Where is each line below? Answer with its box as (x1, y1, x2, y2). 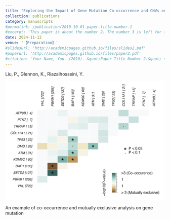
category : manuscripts (5, 19, 53, 24)
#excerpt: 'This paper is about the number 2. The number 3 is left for (5, 29, 162, 35)
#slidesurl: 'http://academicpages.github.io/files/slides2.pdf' (5, 46, 146, 51)
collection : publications (5, 13, 60, 19)
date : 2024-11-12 (5, 35, 42, 40)
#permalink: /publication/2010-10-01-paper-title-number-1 (5, 24, 133, 29)
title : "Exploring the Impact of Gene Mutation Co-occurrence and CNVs (5, 8, 159, 13)
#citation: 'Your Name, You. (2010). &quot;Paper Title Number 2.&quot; (5, 56, 162, 61)
